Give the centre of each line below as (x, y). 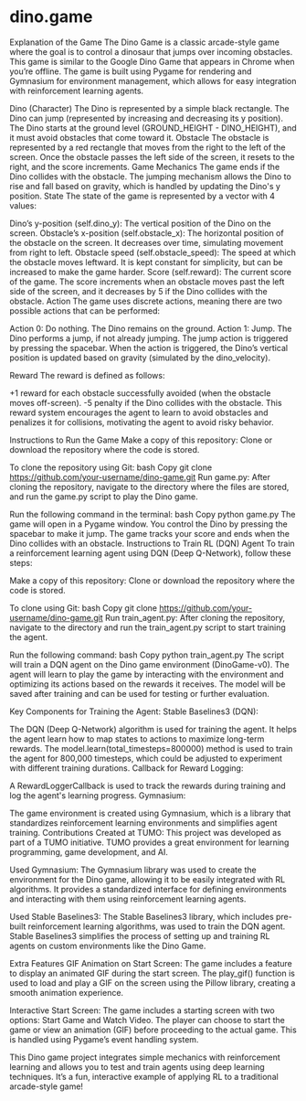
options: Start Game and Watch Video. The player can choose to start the (147, 1020)
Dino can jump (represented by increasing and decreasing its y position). (146, 118)
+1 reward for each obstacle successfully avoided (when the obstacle (140, 393)
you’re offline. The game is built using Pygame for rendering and (131, 71)
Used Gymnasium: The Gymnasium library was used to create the (133, 870)
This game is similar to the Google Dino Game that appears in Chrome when (152, 61)
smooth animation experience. (67, 992)
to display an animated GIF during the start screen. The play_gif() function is (152, 973)
